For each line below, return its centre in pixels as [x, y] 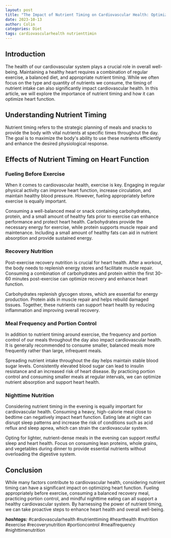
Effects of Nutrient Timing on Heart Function [77, 160]
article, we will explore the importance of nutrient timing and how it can [80, 93]
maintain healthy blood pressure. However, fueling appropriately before [80, 196]
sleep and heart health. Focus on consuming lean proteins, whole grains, [81, 443]
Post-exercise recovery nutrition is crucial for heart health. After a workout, [84, 262]
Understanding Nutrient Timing [56, 115]
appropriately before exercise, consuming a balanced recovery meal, [78, 493]
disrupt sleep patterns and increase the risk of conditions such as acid [79, 422]
